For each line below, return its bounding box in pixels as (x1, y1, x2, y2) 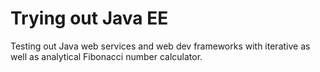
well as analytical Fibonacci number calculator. (10, 50, 203, 62)
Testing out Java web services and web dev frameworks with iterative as (10, 40, 311, 52)
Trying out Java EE (10, 7, 169, 30)
